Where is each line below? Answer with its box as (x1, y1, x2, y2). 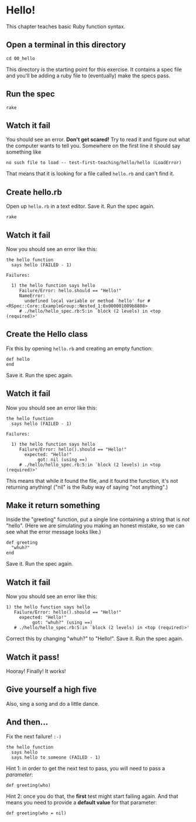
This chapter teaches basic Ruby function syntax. (6, 23, 126, 30)
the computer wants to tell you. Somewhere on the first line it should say (6, 142, 181, 150)
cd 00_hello (6, 55, 35, 62)
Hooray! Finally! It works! (6, 668, 66, 675)
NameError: (19, 293, 46, 299)
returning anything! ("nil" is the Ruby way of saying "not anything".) (6, 483, 169, 491)
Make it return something (6, 500, 101, 510)
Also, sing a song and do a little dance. (6, 700, 99, 707)
